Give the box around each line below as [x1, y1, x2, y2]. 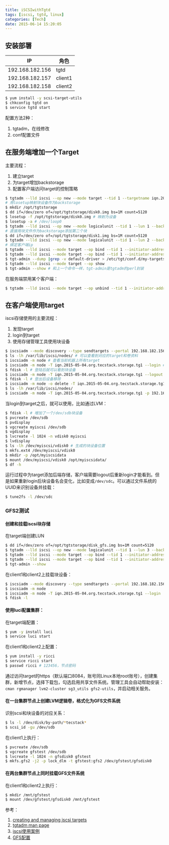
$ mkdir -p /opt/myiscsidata [5, 452, 66, 458]
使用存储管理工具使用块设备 [12, 339, 70, 345]
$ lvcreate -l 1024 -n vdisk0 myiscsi [5, 434, 87, 439]
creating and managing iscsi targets [12, 817, 87, 823]
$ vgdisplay [5, 429, 30, 434]
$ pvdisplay [5, 420, 30, 425]
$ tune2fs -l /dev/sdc [5, 494, 53, 499]
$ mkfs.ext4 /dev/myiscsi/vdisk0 [5, 448, 75, 453]
